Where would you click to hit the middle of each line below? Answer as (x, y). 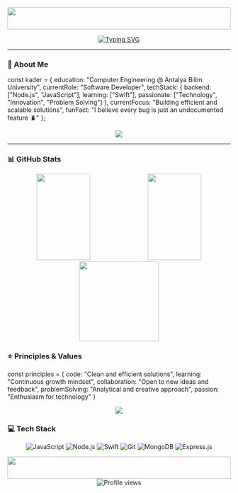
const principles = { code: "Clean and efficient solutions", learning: (104, 374)
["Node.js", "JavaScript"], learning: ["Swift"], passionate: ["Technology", (112, 95)
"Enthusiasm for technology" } (52, 397)
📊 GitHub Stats (34, 159)
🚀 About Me (28, 64)
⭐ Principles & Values (45, 356)
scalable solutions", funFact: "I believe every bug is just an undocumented (115, 110)
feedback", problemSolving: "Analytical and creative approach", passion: (113, 389)
